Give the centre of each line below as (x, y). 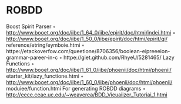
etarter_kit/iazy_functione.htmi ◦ (45, 76)
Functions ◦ (20, 63)
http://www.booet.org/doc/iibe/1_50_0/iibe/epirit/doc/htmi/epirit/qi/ (87, 39)
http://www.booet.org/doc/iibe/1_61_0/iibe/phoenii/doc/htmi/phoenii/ (89, 70)
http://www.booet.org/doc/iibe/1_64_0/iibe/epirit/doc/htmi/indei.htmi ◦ (91, 32)
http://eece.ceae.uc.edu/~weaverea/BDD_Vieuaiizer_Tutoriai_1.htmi (87, 95)
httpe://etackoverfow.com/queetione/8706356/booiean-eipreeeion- (88, 51)
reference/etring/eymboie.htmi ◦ (46, 45)
